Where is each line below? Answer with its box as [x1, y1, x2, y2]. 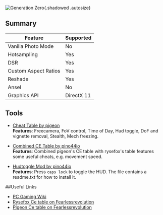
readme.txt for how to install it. [12, 174, 77, 180]
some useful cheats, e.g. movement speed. [12, 154, 102, 160]
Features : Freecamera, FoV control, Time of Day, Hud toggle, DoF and [12, 127, 158, 133]
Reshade [8, 76, 29, 83]
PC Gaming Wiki [12, 193, 46, 199]
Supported [65, 34, 92, 41]
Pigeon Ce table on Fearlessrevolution [12, 204, 92, 210]
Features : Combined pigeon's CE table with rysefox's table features [12, 148, 154, 154]
